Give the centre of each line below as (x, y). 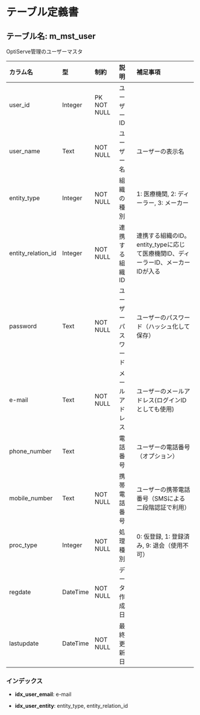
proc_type (23, 545)
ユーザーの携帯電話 (163, 489)
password (23, 326)
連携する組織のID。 (163, 236)
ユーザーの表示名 (160, 151)
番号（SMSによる (161, 498)
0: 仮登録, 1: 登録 (160, 537)
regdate (20, 592)
